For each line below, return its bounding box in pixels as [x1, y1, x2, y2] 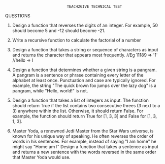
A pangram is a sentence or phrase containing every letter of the [12, 72, 144, 78]
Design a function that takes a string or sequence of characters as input [12, 47, 159, 52]
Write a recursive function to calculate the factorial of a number [12, 37, 141, 43]
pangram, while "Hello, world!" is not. [12, 88, 88, 93]
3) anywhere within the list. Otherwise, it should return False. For [12, 108, 144, 114]
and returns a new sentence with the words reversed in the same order [12, 149, 157, 155]
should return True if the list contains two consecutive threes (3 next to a [12, 103, 160, 108]
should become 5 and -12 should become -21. [12, 28, 105, 34]
